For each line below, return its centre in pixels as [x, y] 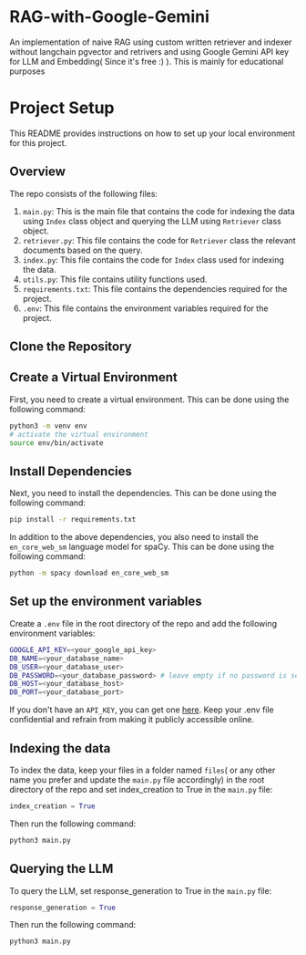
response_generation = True [63, 908]
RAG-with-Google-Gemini [109, 17]
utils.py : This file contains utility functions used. [115, 279]
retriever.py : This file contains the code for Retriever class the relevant [159, 240]
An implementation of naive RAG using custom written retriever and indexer [151, 42]
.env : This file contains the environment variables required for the [145, 308]
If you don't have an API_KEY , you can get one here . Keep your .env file [142, 710]
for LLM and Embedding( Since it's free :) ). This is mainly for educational [147, 61]
